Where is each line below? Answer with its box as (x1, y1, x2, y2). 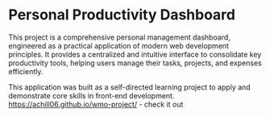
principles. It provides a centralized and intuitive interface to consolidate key (8, 49, 262, 59)
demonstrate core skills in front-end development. (8, 90, 175, 100)
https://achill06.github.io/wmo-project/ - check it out (8, 99, 184, 109)
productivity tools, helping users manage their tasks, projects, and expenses (8, 58, 262, 68)
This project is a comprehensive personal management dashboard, (8, 32, 231, 42)
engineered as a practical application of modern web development (8, 40, 230, 50)
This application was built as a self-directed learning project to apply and (8, 82, 251, 92)
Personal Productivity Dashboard (8, 6, 236, 24)
